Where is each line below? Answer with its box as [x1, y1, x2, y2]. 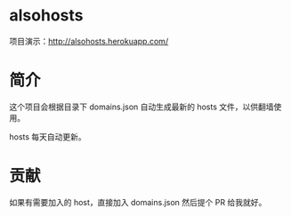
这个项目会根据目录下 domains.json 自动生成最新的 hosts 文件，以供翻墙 [9, 101, 274, 112]
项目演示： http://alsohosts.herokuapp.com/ [9, 36, 169, 46]
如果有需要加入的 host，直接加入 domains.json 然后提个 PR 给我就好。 [9, 196, 267, 207]
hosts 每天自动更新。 [9, 131, 86, 142]
